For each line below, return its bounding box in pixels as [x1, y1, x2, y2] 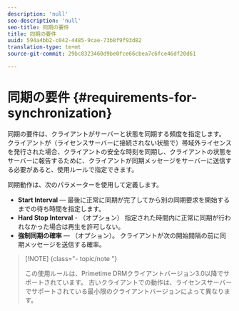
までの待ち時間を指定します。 [17, 204, 106, 213]
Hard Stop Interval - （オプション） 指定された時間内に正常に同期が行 [17, 213, 225, 222]
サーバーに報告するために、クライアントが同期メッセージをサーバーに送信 [7, 156, 226, 165]
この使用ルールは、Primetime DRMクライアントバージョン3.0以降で [24, 269, 224, 277]
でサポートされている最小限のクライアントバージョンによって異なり [24, 287, 225, 295]
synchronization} [7, 105, 113, 121]
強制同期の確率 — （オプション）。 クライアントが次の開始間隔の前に [17, 231, 220, 240]
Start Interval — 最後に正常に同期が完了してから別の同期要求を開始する [17, 195, 230, 204]
